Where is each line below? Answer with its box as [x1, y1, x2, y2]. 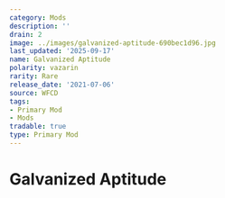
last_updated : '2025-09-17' [9, 47, 116, 56]
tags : [9, 96, 30, 106]
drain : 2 [9, 30, 42, 39]
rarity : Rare [9, 72, 59, 81]
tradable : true [9, 122, 67, 131]
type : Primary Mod [9, 130, 79, 139]
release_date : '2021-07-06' [9, 80, 116, 89]
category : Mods [9, 13, 67, 22]
